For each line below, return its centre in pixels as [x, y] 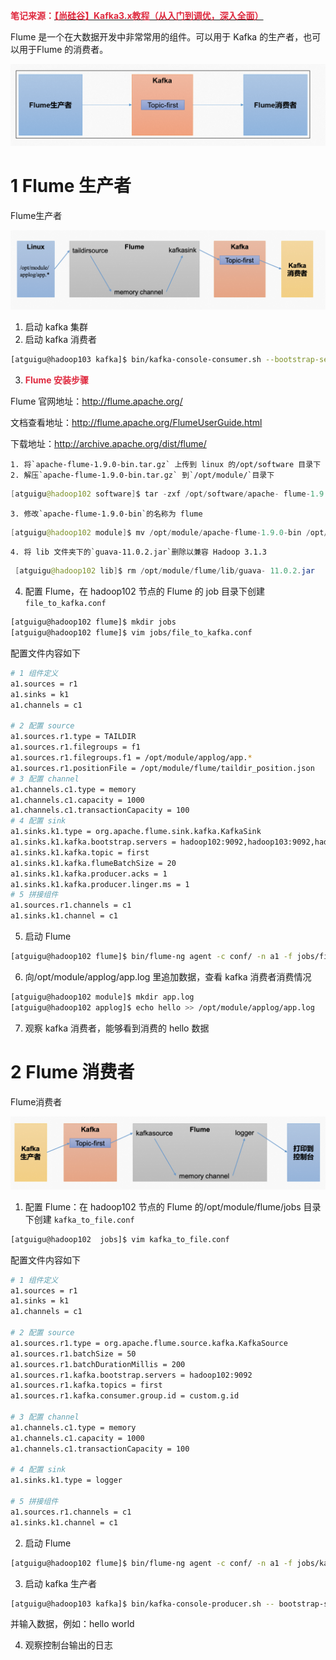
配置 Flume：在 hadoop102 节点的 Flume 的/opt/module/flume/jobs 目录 [173, 1206]
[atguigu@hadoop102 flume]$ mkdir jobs [93, 622]
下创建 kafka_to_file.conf [79, 1219]
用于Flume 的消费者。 [63, 49]
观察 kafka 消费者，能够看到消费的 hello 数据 [117, 1028]
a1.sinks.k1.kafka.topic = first [80, 852]
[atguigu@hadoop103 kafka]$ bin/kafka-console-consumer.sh [136, 359]
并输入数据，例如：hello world [72, 1624]
